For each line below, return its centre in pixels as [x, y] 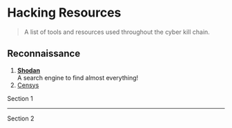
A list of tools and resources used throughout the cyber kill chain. [117, 32]
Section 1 [20, 98]
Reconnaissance [44, 54]
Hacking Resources [64, 13]
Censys [28, 85]
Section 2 [21, 118]
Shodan [28, 70]
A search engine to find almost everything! [78, 77]
